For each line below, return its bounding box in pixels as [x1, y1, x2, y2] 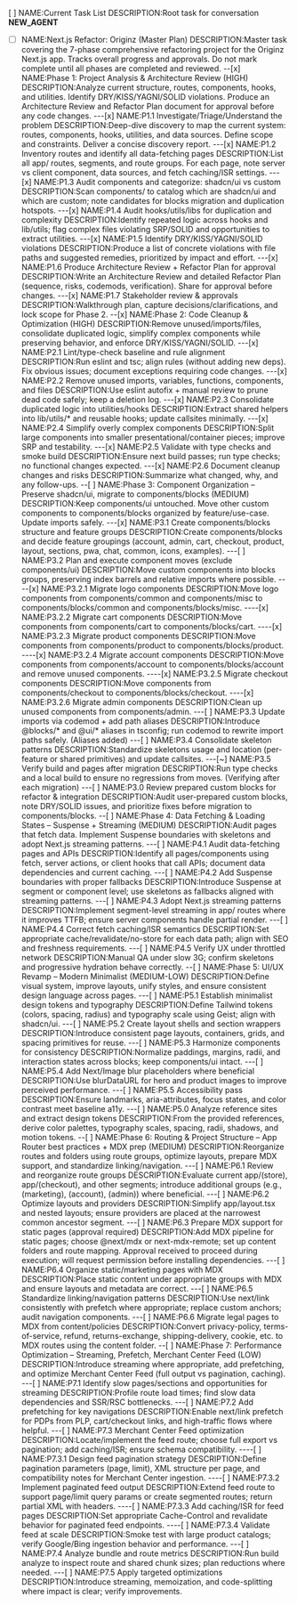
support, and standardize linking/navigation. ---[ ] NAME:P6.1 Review [20, 1161, 274, 1171]
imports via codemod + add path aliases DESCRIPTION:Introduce [20, 716, 261, 726]
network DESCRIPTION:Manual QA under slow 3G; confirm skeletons [20, 952, 275, 963]
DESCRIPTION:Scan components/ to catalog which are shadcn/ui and [20, 186, 277, 197]
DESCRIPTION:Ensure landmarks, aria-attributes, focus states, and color [20, 1094, 286, 1105]
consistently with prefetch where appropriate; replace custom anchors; [20, 1302, 282, 1313]
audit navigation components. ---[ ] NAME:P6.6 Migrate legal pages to [20, 1312, 279, 1323]
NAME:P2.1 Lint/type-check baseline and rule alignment [20, 347, 226, 358]
